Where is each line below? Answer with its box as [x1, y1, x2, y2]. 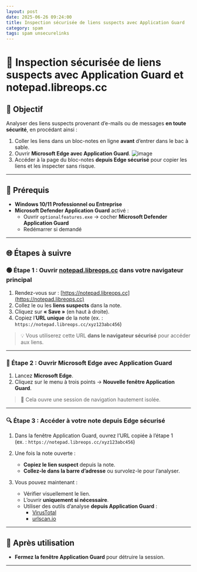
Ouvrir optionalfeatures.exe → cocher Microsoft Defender [23, 213, 168, 220]
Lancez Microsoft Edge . [14, 372, 73, 379]
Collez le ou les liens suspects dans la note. [14, 301, 122, 309]
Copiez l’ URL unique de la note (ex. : [14, 314, 104, 321]
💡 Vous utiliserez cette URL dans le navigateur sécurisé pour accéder [20, 332, 191, 339]
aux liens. [20, 338, 44, 345]
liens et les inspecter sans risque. [14, 162, 96, 169]
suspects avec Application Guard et [6, 68, 184, 82]
